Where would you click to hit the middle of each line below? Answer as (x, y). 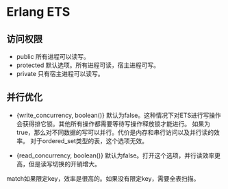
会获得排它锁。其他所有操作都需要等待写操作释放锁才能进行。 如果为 (113, 123)
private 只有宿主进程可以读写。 (60, 74)
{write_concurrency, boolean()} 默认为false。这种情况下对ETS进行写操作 (119, 115)
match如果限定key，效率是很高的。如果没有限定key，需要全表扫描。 (103, 178)
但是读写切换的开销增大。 (64, 164)
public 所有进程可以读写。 (53, 56)
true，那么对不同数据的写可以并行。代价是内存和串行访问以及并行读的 (115, 132)
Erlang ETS (38, 12)
